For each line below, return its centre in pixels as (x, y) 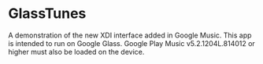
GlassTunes (47, 14)
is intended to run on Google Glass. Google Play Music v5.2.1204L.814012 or (132, 43)
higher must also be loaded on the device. (76, 52)
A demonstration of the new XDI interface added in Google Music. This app (130, 35)
